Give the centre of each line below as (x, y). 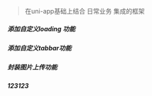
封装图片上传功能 (32, 68)
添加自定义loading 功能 (42, 28)
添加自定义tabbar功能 (40, 48)
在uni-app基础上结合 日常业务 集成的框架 (85, 11)
